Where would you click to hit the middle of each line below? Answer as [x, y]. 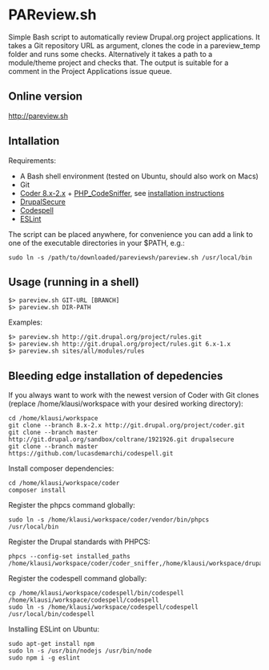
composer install [37, 490]
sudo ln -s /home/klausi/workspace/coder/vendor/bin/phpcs [109, 520]
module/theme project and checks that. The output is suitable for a [118, 63]
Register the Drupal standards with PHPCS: [79, 542]
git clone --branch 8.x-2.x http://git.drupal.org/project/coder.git [127, 426]
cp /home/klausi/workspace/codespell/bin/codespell [96, 593]
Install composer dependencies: [61, 468]
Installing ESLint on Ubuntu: [54, 629]
